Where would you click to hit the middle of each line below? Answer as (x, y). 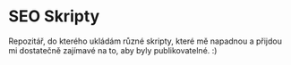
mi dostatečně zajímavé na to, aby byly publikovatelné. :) (113, 50)
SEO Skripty (54, 16)
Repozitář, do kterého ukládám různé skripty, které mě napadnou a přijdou (145, 41)
